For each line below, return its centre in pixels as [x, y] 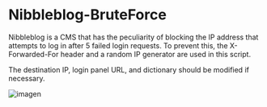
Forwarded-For [34, 54]
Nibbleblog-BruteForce [88, 15]
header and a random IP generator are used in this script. [156, 54]
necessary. [27, 78]
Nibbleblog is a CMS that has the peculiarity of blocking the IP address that [133, 37]
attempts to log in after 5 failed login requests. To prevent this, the [118, 45]
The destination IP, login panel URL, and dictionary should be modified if [129, 69]
